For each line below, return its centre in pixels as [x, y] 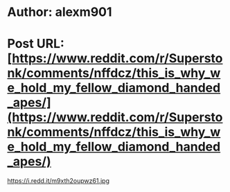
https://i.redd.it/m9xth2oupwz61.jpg [58, 181]
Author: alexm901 [60, 12]
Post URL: [36, 44]
